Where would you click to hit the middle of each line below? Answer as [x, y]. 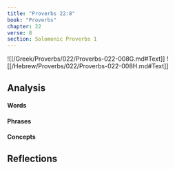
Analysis [27, 88]
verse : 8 [20, 33]
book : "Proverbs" [32, 20]
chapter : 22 [24, 26]
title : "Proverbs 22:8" [41, 13]
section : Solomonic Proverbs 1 [52, 39]
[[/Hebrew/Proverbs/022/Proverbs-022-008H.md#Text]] [88, 66]
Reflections [32, 158]
